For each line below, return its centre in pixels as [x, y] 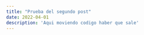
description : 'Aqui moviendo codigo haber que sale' [73, 23]
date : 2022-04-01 [28, 17]
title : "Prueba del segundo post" [49, 12]
